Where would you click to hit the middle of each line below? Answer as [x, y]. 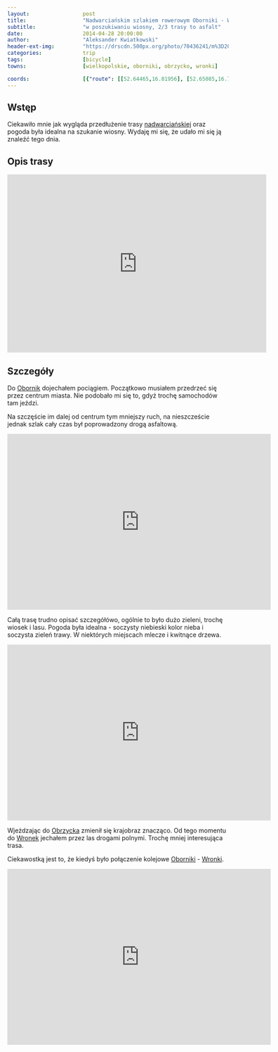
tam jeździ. [23, 403]
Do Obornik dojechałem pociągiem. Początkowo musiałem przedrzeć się [112, 388]
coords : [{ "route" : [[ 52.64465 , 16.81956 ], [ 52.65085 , [113, 79]
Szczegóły [31, 371]
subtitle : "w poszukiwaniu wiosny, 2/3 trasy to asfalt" [114, 27]
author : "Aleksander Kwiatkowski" [83, 40]
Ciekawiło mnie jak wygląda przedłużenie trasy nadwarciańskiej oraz [106, 125]
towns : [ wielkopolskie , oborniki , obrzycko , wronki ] [113, 66]
